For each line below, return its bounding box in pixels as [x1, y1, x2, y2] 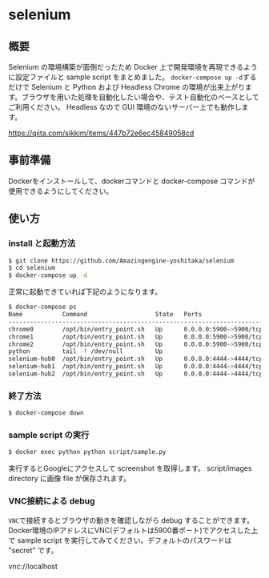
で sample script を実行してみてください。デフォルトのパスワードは [8, 535, 232, 545]
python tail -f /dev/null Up [8, 347, 163, 355]
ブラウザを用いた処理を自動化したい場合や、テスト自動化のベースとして [21, 92, 260, 102]
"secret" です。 [8, 545, 58, 555]
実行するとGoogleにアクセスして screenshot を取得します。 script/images [8, 464, 252, 473]
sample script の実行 [8, 429, 90, 440]
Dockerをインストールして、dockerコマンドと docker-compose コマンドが [8, 176, 255, 186]
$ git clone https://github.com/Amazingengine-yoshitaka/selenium [8, 256, 235, 265]
